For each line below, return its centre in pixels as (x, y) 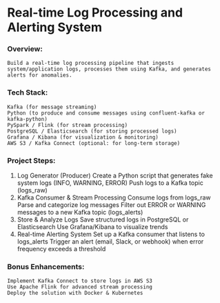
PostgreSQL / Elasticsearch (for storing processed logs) (92, 131)
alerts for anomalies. (40, 75)
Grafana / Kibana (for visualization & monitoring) (83, 137)
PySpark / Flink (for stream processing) (68, 125)
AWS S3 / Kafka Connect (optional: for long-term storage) (94, 143)
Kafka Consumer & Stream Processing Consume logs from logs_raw (114, 197)
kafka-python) (28, 119)
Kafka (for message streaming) (52, 107)
